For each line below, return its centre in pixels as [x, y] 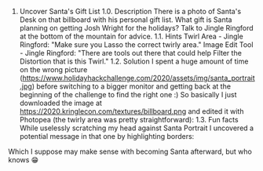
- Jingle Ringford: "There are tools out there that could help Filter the [130, 53]
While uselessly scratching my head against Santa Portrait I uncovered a [136, 128]
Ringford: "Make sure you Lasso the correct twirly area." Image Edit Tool [136, 45]
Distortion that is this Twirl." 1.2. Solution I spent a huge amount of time [134, 61]
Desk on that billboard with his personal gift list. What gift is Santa [126, 20]
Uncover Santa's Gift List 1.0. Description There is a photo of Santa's [130, 11]
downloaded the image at [60, 103]
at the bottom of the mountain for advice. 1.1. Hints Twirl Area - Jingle [131, 36]
